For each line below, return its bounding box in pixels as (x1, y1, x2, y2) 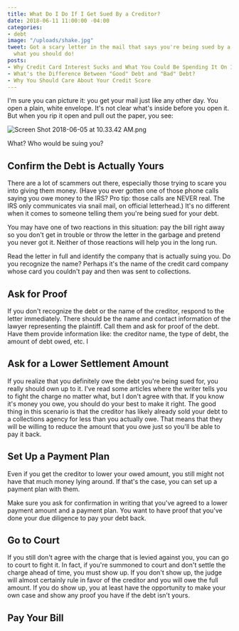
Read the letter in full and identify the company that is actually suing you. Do (7, 252, 231, 261)
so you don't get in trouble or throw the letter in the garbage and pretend (7, 231, 221, 239)
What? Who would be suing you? (7, 139, 104, 148)
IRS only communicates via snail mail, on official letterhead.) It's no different (7, 201, 230, 211)
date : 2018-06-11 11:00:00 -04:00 (7, 17, 110, 24)
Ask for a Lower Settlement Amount (7, 358, 169, 370)
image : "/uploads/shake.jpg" (7, 37, 94, 44)
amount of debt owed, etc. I (7, 337, 89, 345)
